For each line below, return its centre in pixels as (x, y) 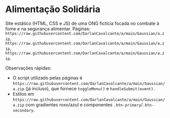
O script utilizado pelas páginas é (47, 77)
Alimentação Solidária (53, 9)
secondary (23, 110)
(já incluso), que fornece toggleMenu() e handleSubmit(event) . (90, 88)
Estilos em (23, 94)
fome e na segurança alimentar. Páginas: (48, 28)
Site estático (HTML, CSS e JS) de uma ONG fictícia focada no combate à (82, 23)
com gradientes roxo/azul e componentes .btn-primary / (84, 104)
